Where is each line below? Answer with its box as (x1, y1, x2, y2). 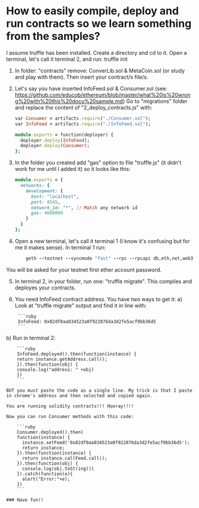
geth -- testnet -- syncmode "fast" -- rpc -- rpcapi (26, 255, 151, 261)
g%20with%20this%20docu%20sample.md (14, 97, 124, 105)
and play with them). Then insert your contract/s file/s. (14, 73, 149, 80)
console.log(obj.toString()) (21, 466, 94, 472)
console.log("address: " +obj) (17, 366, 94, 373)
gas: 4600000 (30, 210, 64, 216)
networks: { (20, 183, 50, 189)
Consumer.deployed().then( (17, 429, 84, 435)
